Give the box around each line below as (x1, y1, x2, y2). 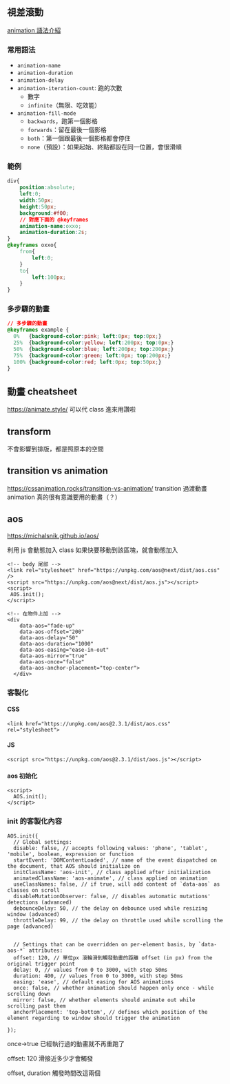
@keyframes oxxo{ (7, 242, 57, 249)
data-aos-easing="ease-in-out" (19, 646, 109, 653)
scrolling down (7, 990, 51, 997)
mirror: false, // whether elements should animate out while (13, 997, 196, 1003)
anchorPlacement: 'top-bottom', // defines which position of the (13, 1008, 208, 1015)
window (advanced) (7, 911, 60, 917)
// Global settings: (13, 838, 72, 845)
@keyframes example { (7, 326, 70, 334)
